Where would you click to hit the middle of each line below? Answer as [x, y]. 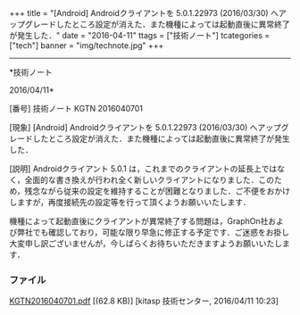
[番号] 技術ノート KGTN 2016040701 [76, 108]
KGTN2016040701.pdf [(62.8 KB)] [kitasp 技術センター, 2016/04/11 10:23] [144, 301]
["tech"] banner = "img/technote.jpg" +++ [87, 46]
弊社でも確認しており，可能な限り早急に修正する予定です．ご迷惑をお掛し [153, 232]
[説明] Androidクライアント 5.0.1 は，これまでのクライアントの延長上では [143, 169]
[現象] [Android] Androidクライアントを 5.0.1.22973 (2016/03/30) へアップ [145, 127]
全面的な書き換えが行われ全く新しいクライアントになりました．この [150, 180]
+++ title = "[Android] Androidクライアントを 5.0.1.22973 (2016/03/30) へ [144, 13]
